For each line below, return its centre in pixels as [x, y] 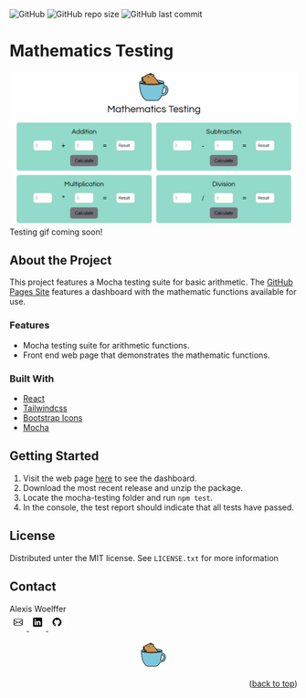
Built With [32, 379]
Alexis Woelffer [38, 609]
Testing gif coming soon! [56, 232]
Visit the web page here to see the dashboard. [110, 478]
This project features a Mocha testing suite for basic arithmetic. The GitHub [152, 282]
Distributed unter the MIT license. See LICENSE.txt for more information [144, 557]
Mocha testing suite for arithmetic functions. [106, 345]
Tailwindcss [45, 408]
